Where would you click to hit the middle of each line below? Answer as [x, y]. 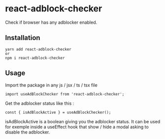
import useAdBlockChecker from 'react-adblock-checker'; [65, 94]
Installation [23, 38]
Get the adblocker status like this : [40, 103]
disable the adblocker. [28, 132]
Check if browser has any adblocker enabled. [51, 22]
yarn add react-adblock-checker [38, 49]
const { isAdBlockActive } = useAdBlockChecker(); [58, 112]
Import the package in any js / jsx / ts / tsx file [51, 85]
